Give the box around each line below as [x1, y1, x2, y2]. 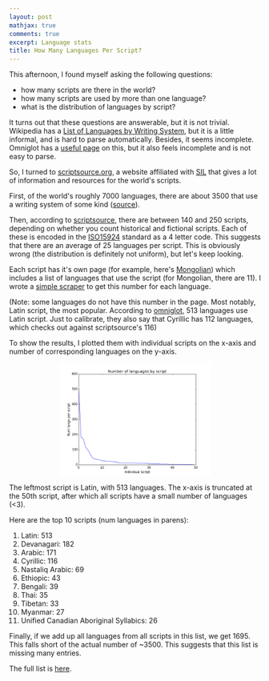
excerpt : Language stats [9, 38, 92, 46]
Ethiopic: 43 [20, 573, 61, 583]
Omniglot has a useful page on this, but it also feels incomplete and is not [9, 143, 251, 153]
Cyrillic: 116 [20, 556, 58, 566]
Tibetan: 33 [20, 599, 59, 608]
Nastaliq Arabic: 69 [20, 564, 85, 574]
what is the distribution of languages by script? [20, 102, 176, 112]
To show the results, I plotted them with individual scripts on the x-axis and [9, 338, 257, 348]
